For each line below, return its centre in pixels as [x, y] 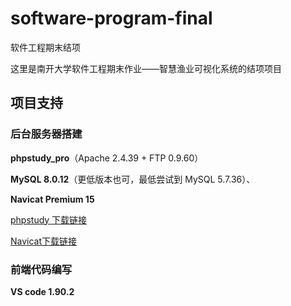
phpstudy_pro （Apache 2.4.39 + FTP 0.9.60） [107, 158]
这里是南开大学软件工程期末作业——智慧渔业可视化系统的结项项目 [146, 68]
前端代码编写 [41, 269]
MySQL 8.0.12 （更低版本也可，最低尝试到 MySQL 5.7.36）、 [133, 179]
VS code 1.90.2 [42, 291]
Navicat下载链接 [44, 241]
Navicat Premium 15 [52, 199]
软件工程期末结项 [45, 47]
